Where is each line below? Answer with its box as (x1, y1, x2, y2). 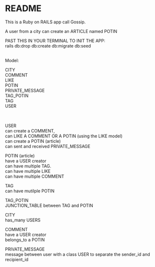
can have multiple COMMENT (5, 173, 65, 179)
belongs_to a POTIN (5, 236, 45, 243)
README (5, 3, 42, 14)
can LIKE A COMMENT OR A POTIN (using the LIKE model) (5, 133, 123, 139)
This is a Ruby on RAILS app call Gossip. (5, 19, 86, 25)
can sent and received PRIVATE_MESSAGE (5, 143, 91, 149)
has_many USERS (5, 217, 41, 223)
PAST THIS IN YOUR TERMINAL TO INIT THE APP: (5, 37, 105, 44)
